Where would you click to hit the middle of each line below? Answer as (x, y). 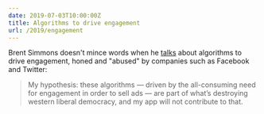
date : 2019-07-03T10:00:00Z (55, 15)
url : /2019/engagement (46, 30)
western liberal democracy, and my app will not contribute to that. (136, 102)
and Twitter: (28, 70)
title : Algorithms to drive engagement (74, 23)
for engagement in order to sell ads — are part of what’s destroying (138, 93)
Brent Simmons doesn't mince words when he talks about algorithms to (125, 53)
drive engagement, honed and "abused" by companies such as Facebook (129, 61)
